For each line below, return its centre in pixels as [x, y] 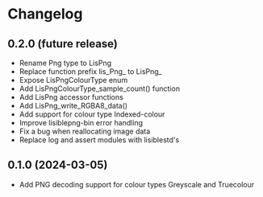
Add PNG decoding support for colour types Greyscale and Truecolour [137, 184]
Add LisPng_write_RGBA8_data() [73, 106]
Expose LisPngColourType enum [73, 80]
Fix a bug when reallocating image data [85, 131]
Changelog [45, 14]
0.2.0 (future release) [63, 44]
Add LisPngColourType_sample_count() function [100, 88]
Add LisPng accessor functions [71, 97]
